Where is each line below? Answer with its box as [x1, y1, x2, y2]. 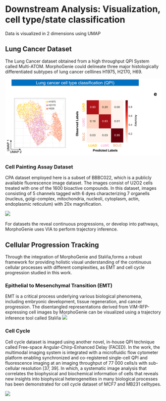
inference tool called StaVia [5, 315, 61, 321]
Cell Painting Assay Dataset [5, 163, 73, 170]
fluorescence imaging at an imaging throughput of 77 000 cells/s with [5, 360, 148, 366]
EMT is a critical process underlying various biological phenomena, [5, 293, 142, 299]
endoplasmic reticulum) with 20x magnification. [5, 201, 103, 207]
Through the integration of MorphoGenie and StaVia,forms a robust [5, 253, 142, 259]
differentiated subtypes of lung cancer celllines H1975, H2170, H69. [5, 69, 143, 75]
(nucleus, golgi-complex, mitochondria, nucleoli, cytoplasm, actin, [5, 196, 140, 202]
